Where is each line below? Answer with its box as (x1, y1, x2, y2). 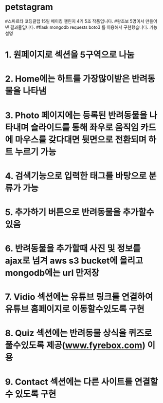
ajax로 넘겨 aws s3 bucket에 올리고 (5, 255, 144, 267)
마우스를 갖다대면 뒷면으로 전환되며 (15, 134, 147, 145)
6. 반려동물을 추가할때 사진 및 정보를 (5, 243, 141, 254)
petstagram (5, 1, 54, 13)
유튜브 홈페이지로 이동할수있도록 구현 (5, 304, 145, 315)
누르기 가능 (15, 146, 56, 157)
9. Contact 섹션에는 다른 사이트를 (5, 376, 133, 387)
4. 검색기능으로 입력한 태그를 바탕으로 (5, 170, 147, 181)
